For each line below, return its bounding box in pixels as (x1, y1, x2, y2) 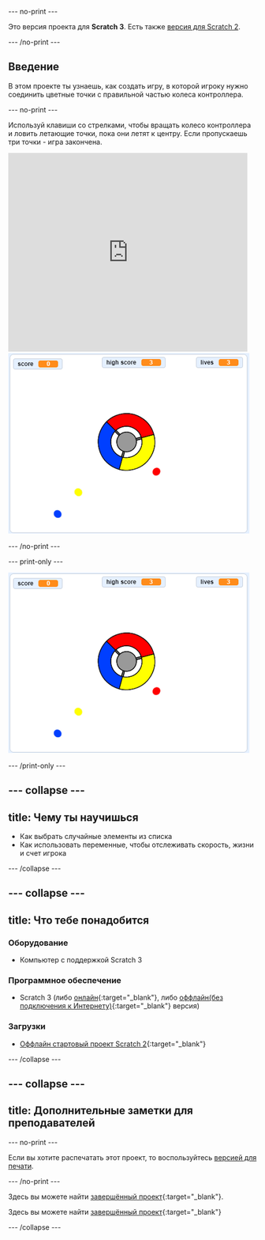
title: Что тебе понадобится (8, 913, 150, 927)
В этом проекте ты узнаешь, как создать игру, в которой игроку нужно (8, 81, 248, 90)
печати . (8, 1161, 34, 1170)
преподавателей (8, 1117, 95, 1130)
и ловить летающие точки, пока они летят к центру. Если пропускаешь (8, 128, 248, 138)
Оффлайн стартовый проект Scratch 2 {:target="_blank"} (19, 1039, 207, 1049)
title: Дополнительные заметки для (8, 1104, 193, 1117)
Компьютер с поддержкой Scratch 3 (19, 955, 143, 965)
